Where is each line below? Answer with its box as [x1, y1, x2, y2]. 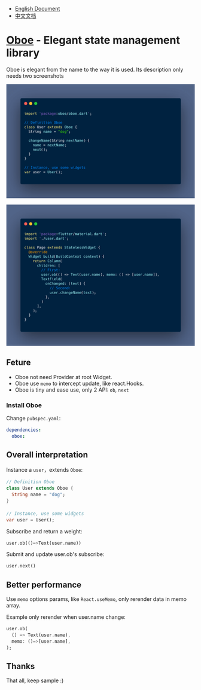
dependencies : [6, 427, 42, 433]
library [6, 46, 40, 60]
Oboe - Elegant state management [6, 33, 181, 47]
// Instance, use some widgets [6, 511, 84, 517]
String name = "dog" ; [11, 491, 66, 498]
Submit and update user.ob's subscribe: [6, 551, 105, 558]
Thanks [6, 661, 35, 671]
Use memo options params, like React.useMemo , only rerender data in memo [6, 596, 187, 603]
